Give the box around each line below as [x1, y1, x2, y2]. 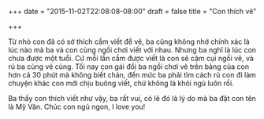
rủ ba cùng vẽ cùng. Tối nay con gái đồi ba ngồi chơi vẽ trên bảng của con [8, 62, 250, 71]
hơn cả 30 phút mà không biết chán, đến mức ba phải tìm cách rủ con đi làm [8, 70, 256, 79]
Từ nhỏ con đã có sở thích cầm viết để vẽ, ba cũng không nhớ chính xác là [8, 37, 250, 46]
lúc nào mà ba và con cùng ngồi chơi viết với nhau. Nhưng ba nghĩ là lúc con [8, 45, 257, 54]
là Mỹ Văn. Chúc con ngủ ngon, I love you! [8, 102, 146, 111]
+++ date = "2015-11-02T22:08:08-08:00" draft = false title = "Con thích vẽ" [8, 7, 257, 16]
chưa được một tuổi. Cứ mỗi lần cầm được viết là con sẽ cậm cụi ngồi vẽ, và [8, 54, 255, 63]
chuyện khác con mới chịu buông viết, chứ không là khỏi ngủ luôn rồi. [8, 78, 234, 88]
